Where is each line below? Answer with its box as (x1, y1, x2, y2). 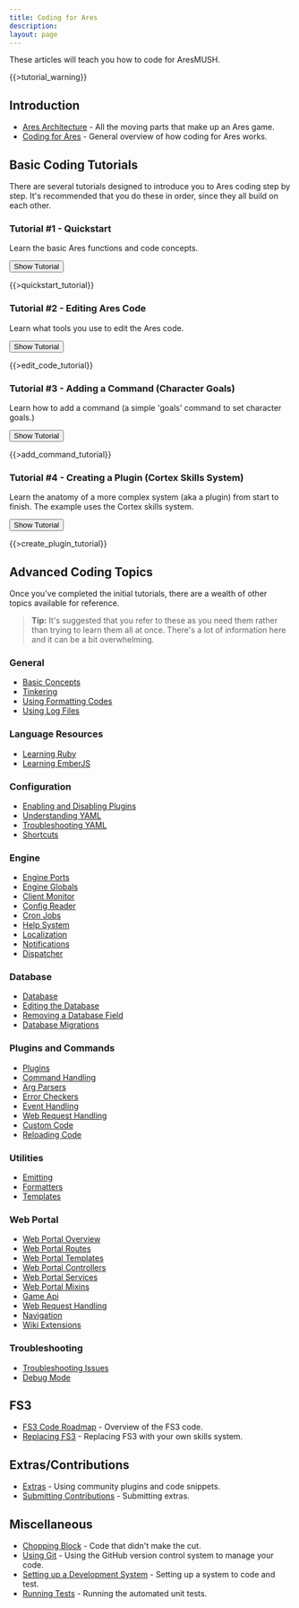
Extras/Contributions (9, 1457, 130, 1473)
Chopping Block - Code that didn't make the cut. (21, 1541, 201, 1551)
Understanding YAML (21, 809, 102, 821)
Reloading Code (21, 1129, 82, 1140)
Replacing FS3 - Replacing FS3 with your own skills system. (21, 1431, 243, 1442)
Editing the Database (21, 1001, 100, 1011)
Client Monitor (21, 891, 75, 902)
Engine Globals (21, 881, 79, 893)
